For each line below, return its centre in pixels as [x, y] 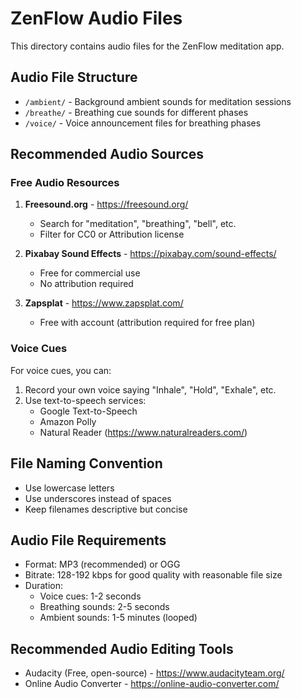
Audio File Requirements [88, 540]
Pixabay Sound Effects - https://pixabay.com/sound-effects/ [150, 254]
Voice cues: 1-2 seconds [90, 596]
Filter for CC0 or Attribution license [112, 234]
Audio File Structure [74, 77]
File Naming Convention [86, 463]
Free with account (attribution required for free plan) [147, 323]
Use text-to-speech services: [85, 400]
